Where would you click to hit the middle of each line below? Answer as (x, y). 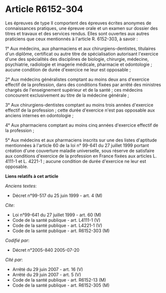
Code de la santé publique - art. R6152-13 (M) (59, 280)
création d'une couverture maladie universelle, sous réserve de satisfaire (80, 150)
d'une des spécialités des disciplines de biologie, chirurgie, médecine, (77, 59)
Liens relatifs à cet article (32, 176)
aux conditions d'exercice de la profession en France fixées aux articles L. (81, 156)
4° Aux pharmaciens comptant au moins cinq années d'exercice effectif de (82, 125)
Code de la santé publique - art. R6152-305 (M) (61, 285)
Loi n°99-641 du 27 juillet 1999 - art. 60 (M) (57, 215)
